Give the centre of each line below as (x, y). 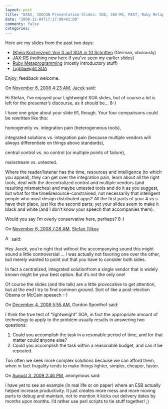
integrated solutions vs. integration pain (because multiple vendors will (78, 138)
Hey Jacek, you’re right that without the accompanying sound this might (79, 249)
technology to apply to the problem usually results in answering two (75, 320)
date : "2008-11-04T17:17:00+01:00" (42, 19)
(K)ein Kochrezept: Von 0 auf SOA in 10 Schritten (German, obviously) (84, 53)
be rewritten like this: (27, 118)
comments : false (22, 24)
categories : (17, 29)
